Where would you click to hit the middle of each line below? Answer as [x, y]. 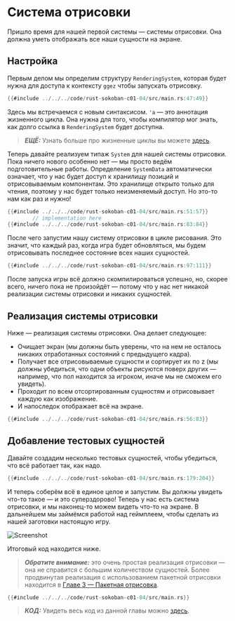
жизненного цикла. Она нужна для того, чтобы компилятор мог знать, [113, 119]
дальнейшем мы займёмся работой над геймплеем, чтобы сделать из [113, 514]
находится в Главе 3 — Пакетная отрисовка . [92, 585]
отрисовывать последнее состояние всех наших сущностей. [99, 253]
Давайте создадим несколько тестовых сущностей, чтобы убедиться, [113, 458]
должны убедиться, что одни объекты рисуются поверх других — [117, 368]
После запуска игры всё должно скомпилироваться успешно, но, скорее [117, 279]
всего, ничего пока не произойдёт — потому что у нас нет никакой [108, 287]
